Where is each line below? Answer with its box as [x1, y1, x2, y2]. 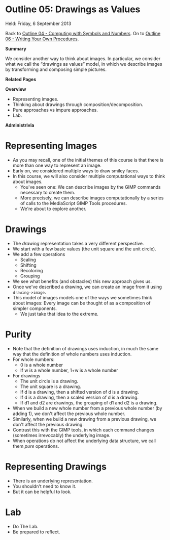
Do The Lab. [12, 523, 39, 529]
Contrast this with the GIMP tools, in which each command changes [12, 427, 155, 433]
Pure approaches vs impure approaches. [12, 107, 98, 113]
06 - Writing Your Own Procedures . [5, 36, 79, 42]
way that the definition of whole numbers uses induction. [12, 351, 132, 357]
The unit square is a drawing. [20, 383, 81, 390]
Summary [5, 45, 26, 52]
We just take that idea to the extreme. [20, 311, 99, 317]
